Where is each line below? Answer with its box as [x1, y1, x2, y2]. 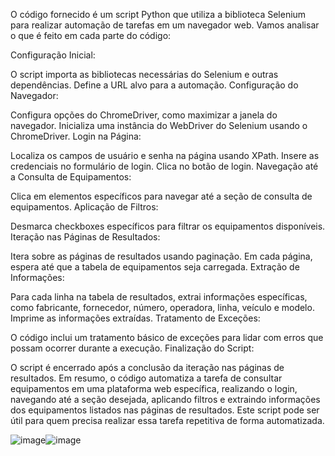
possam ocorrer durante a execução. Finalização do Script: [10, 342, 255, 354]
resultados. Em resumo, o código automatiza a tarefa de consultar [10, 372, 283, 384]
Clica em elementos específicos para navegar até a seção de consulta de [10, 190, 313, 202]
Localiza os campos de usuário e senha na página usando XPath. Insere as [10, 150, 320, 161]
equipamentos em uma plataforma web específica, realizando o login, [10, 383, 298, 394]
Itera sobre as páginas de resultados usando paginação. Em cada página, [10, 250, 313, 262]
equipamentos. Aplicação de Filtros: [10, 201, 159, 213]
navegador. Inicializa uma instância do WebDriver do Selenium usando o [10, 120, 308, 131]
